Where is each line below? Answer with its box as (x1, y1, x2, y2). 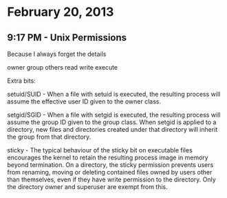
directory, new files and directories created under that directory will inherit (7, 126, 218, 133)
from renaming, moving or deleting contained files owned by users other (7, 168, 213, 176)
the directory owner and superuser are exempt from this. (7, 183, 169, 190)
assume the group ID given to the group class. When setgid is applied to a (7, 118, 217, 126)
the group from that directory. (7, 132, 91, 141)
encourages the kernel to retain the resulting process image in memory (7, 153, 208, 161)
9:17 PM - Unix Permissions (7, 32, 127, 43)
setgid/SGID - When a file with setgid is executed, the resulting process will (7, 111, 221, 119)
